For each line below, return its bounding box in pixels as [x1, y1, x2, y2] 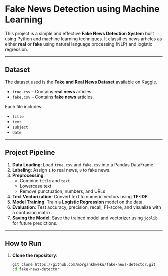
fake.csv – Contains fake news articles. [12, 94, 94, 100]
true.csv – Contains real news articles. [12, 88, 93, 94]
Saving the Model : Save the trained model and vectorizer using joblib [12, 215, 158, 221]
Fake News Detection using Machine [5, 3, 160, 15]
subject [12, 125, 28, 130]
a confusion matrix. [12, 209, 52, 215]
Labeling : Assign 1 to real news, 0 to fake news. [12, 167, 111, 173]
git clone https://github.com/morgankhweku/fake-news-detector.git [12, 262, 156, 267]
